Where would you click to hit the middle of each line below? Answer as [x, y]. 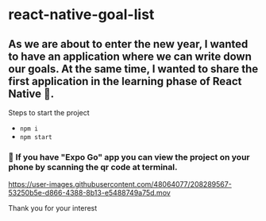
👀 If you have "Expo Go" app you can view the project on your [129, 157]
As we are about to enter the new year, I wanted [128, 44]
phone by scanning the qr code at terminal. [93, 167]
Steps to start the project [49, 112]
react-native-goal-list [81, 15]
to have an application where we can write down [130, 56]
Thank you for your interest [53, 208]
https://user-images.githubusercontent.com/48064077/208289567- [120, 184]
